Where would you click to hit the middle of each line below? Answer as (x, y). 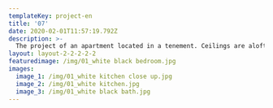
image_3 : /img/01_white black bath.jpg (83, 91)
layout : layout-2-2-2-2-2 (52, 54)
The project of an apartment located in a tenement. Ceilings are (130, 46)
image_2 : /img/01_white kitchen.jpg (78, 84)
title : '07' (28, 24)
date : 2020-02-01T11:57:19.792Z (63, 31)
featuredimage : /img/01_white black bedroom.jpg (92, 62)
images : (22, 69)
